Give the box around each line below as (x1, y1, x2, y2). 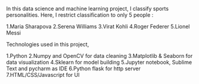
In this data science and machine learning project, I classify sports (6, 5, 169, 12)
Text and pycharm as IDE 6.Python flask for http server (6, 65, 141, 72)
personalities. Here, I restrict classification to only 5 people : (6, 11, 154, 18)
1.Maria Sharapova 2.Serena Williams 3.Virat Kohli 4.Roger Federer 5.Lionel (6, 23, 190, 30)
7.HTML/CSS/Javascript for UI (6, 71, 80, 78)
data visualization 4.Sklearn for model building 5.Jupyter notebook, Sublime (6, 59, 192, 66)
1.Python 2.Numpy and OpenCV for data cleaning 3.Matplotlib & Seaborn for (6, 52, 193, 59)
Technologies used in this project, (6, 41, 89, 48)
